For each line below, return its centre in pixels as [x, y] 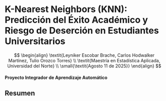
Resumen [20, 93]
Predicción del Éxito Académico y [76, 20]
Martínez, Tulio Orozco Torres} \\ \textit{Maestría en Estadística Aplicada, [84, 60]
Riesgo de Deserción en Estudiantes [82, 31]
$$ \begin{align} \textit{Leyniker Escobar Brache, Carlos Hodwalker [84, 55]
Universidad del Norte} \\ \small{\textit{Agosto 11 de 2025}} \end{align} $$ [84, 66]
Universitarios [35, 41]
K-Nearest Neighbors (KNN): [66, 9]
